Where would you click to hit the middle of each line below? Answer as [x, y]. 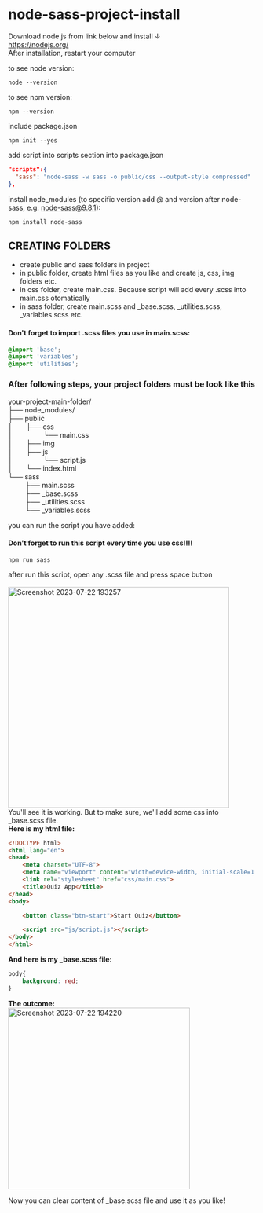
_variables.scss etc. [51, 315]
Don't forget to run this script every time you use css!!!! [100, 543]
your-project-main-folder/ [50, 401]
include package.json [43, 126]
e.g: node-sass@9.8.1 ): [64, 207]
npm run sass [29, 559]
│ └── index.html [42, 468]
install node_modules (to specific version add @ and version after [114, 199]
